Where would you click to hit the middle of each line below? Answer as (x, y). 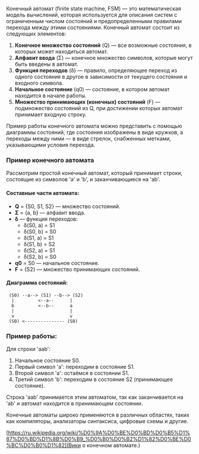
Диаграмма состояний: (37, 283)
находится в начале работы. (51, 95)
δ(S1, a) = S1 (39, 238)
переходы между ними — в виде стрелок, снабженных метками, (89, 138)
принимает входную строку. (51, 114)
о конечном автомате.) (111, 445)
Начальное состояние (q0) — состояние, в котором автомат (92, 89)
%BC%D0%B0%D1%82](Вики (44, 445)
